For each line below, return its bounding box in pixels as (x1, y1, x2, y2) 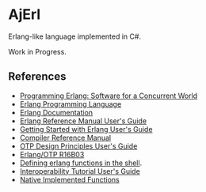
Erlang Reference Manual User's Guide (19, 116, 147, 126)
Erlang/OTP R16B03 (19, 149, 85, 159)
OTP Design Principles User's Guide (19, 141, 138, 151)
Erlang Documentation (19, 107, 93, 117)
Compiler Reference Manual (19, 133, 112, 142)
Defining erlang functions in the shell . (19, 158, 143, 168)
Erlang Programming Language (19, 99, 122, 108)
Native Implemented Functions (19, 175, 120, 184)
